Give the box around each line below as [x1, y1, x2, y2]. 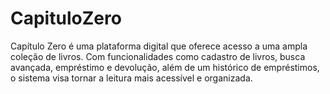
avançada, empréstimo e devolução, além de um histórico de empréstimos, [10, 61, 320, 73]
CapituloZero [10, 7, 122, 30]
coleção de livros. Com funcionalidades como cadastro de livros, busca [10, 50, 306, 62]
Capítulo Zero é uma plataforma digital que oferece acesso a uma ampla [10, 40, 308, 52]
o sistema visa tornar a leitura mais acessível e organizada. [10, 72, 253, 84]
